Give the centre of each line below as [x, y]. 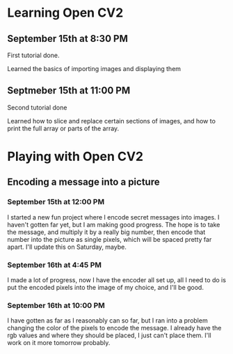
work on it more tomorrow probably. [59, 343]
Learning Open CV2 [65, 13]
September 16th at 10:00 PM [56, 305]
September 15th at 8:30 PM [68, 39]
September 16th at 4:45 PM [55, 265]
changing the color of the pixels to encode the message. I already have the [114, 328]
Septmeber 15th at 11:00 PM [69, 91]
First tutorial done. [33, 55]
